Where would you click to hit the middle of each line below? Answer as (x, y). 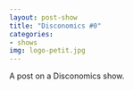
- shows (24, 42)
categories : (31, 34)
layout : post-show (43, 17)
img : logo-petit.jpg (48, 51)
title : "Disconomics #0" (55, 26)
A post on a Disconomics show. (67, 76)
